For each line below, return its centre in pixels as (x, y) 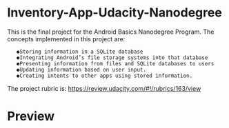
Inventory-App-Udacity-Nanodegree (114, 13)
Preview (31, 117)
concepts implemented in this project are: (66, 39)
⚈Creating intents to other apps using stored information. (104, 76)
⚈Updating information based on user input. (81, 70)
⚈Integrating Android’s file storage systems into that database (112, 57)
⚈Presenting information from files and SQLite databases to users (115, 63)
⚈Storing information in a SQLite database (80, 52)
